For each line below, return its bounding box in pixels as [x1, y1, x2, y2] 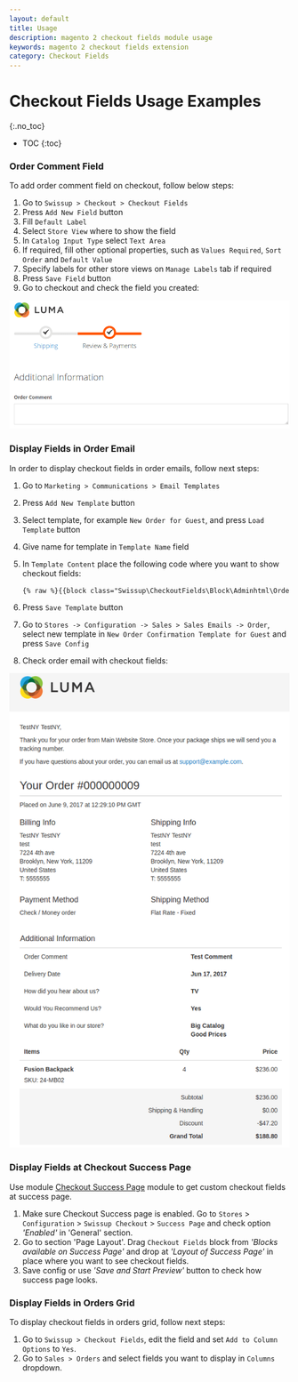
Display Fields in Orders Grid [9, 1297, 135, 1309]
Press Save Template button [21, 602, 124, 613]
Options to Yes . [21, 1344, 77, 1354]
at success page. [9, 1191, 73, 1201]
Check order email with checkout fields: [21, 655, 169, 666]
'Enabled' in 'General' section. [21, 1227, 133, 1238]
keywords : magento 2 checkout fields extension [9, 43, 189, 52]
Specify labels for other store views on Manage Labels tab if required [21, 263, 272, 275]
